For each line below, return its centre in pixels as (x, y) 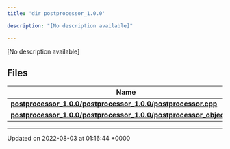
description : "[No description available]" (70, 26)
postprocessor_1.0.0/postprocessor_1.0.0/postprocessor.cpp (114, 104)
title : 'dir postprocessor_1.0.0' (56, 13)
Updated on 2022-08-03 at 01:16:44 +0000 (69, 139)
